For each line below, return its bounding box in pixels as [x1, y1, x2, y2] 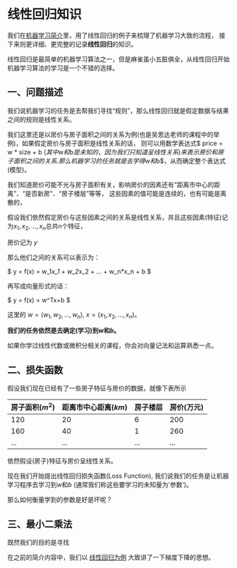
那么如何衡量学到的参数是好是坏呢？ [7, 495, 113, 504]
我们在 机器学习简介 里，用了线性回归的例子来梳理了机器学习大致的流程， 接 [7, 31, 226, 39]
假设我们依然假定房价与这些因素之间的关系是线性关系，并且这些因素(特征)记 [7, 213, 229, 221]
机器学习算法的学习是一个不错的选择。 [7, 63, 119, 72]
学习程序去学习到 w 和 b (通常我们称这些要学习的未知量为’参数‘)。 [7, 481, 193, 489]
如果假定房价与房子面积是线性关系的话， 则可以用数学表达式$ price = [22, 139, 224, 147]
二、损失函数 [7, 364, 63, 376]
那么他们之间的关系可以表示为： [7, 253, 100, 261]
